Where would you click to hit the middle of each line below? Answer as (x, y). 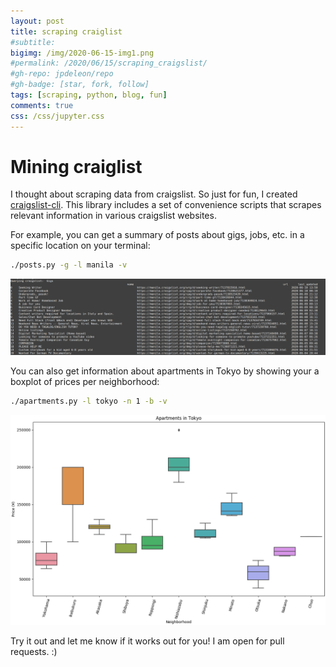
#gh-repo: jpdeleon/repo (62, 74)
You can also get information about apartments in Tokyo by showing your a (165, 371)
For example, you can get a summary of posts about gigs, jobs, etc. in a (157, 235)
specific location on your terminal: (80, 246)
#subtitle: (33, 42)
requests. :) (34, 651)
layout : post (37, 21)
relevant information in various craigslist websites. (113, 216)
